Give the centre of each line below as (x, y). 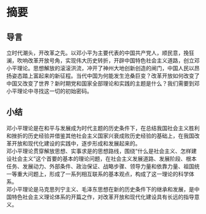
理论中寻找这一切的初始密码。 (55, 91)
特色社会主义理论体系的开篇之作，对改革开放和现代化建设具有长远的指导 (103, 197)
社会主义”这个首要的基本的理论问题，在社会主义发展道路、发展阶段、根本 (104, 158)
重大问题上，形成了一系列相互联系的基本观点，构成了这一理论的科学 (103, 174)
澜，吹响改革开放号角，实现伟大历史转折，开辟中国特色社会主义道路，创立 (100, 61)
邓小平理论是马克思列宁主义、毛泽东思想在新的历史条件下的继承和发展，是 (100, 189)
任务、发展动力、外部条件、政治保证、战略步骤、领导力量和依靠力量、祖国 (100, 166)
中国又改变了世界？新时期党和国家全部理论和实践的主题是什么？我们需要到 (100, 83)
